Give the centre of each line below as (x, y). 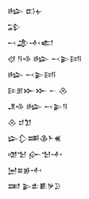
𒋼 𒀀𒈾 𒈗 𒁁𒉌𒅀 (45, 59)
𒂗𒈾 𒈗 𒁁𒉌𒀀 (38, 106)
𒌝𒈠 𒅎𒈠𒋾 (35, 154)
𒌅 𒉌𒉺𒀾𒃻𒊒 (34, 186)
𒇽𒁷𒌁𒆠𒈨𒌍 (35, 138)
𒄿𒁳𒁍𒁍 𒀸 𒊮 (38, 90)
